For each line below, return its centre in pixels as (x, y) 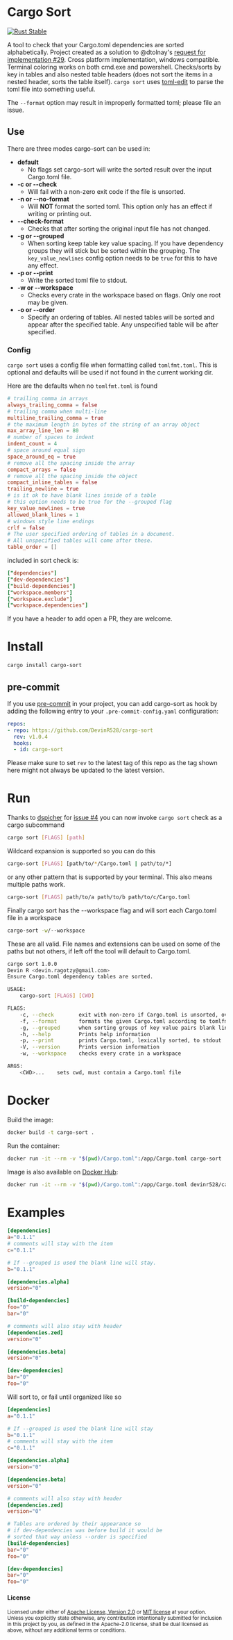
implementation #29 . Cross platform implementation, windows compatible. (114, 59)
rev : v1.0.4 (31, 737)
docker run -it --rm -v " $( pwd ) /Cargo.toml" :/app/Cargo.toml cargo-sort (114, 1158)
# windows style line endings (51, 521)
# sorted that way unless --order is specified (77, 1537)
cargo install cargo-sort (44, 665)
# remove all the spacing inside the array (71, 463)
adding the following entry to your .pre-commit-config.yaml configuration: (113, 711)
